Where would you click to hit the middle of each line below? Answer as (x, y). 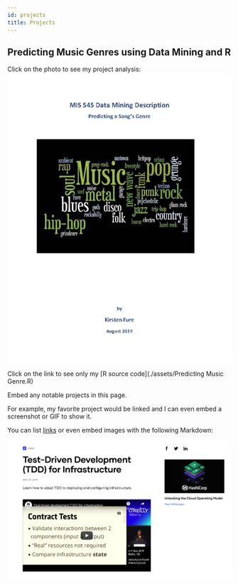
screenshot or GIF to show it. (50, 416)
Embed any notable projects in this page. (67, 395)
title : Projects (31, 22)
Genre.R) (21, 382)
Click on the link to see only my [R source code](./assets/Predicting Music (115, 374)
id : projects (27, 15)
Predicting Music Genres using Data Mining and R (119, 52)
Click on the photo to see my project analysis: (74, 69)
